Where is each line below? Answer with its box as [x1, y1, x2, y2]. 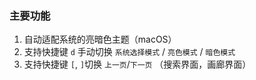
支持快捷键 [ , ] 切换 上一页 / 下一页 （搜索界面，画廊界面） [23, 58, 252, 71]
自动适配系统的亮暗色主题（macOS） [23, 33, 177, 46]
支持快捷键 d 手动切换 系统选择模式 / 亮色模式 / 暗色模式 [23, 46, 236, 58]
